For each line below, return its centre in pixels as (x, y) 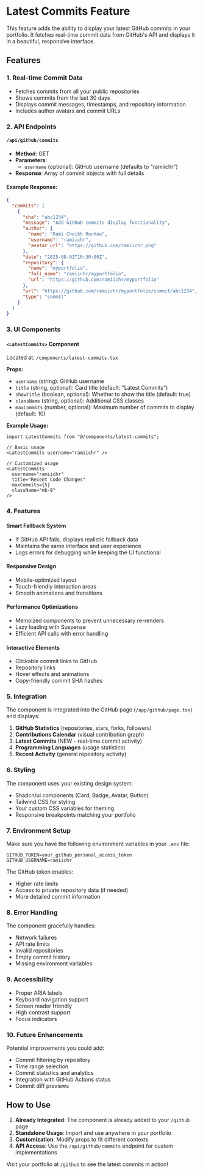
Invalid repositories (39, 951)
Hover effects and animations (52, 674)
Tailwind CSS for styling (45, 801)
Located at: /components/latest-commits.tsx (62, 358)
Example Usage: (27, 426)
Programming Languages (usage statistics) (70, 748)
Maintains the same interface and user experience (78, 546)
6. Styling (21, 770)
